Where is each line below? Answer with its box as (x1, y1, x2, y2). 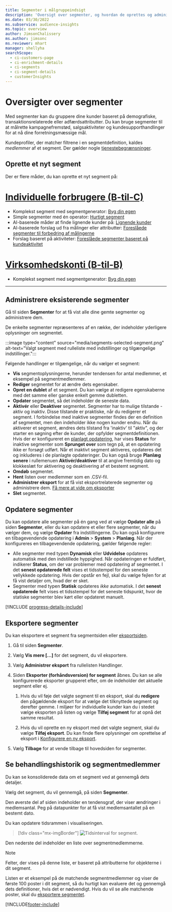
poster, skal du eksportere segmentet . (5, 891, 85, 897)
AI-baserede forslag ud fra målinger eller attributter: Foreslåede (12, 224, 147, 231)
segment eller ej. (12, 682, 49, 689)
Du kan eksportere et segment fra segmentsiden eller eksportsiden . (5, 632, 148, 638)
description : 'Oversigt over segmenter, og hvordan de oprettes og (5, 12, 153, 17)
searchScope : (5, 50, 33, 55)
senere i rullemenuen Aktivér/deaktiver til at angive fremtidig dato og (12, 458, 160, 464)
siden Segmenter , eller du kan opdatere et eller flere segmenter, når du (5, 524, 156, 530)
